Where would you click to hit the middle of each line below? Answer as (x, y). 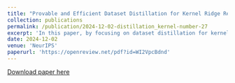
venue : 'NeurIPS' (33, 46)
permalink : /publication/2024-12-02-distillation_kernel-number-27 (108, 26)
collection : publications (45, 20)
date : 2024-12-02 (33, 39)
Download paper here (38, 72)
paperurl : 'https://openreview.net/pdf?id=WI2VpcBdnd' (89, 53)
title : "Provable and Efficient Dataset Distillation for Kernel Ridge (114, 13)
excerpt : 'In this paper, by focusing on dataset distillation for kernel (119, 33)
